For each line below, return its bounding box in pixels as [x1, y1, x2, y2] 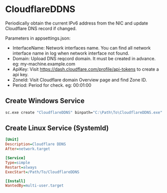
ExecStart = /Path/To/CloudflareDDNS [5, 169, 80, 174]
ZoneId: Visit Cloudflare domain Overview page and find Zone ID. [12, 77, 147, 83]
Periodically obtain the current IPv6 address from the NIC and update [5, 20, 148, 26]
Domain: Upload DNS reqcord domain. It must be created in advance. [12, 55, 156, 61]
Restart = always [5, 164, 37, 170]
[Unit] [5, 137, 19, 142]
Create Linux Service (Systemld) [5, 124, 109, 132]
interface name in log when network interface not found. [12, 50, 129, 56]
